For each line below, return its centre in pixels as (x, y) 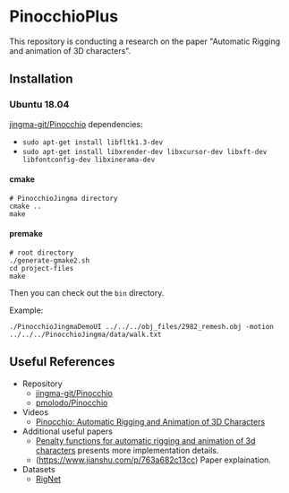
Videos (35, 412)
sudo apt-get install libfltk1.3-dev (93, 142)
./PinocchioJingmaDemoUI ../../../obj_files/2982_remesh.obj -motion (142, 327)
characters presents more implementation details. (127, 450)
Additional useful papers (68, 431)
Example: (26, 310)
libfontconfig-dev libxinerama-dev (89, 160)
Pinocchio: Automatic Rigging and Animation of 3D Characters (150, 421)
